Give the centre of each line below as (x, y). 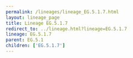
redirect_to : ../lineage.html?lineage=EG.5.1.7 (66, 29)
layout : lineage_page (33, 18)
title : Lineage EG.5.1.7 (37, 23)
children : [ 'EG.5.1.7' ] (36, 46)
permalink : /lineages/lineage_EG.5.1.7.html (62, 12)
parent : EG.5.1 (25, 40)
